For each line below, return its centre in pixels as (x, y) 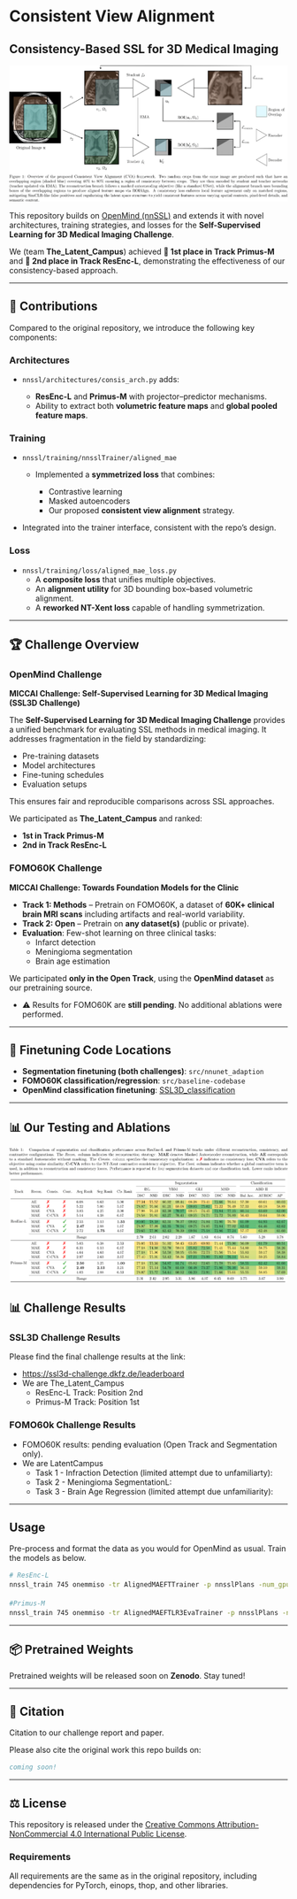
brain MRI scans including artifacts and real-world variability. (133, 914)
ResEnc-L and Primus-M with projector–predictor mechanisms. (151, 396)
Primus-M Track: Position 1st (87, 1402)
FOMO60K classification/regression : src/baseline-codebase (133, 1080)
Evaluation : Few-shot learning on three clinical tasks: (119, 933)
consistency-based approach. (64, 270)
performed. (42, 1014)
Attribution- (238, 1825)
